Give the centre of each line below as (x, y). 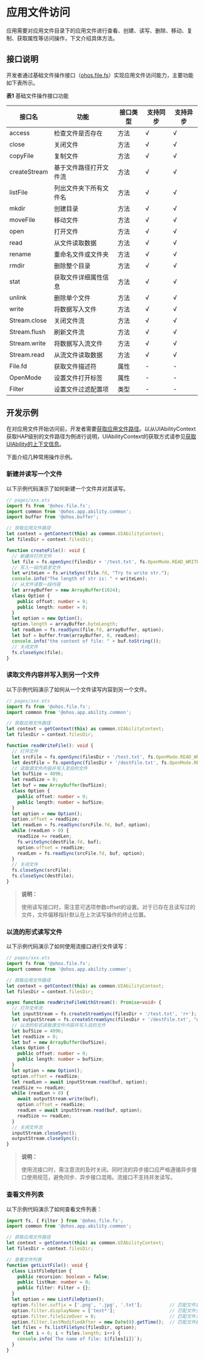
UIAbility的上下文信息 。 (36, 444)
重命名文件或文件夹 (81, 254)
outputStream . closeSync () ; (46, 1139)
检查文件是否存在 (78, 133)
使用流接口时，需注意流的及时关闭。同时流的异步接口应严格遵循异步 (106, 1170)
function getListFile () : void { (47, 1265)
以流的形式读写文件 (34, 932)
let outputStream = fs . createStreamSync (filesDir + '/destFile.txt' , (101, 1020)
